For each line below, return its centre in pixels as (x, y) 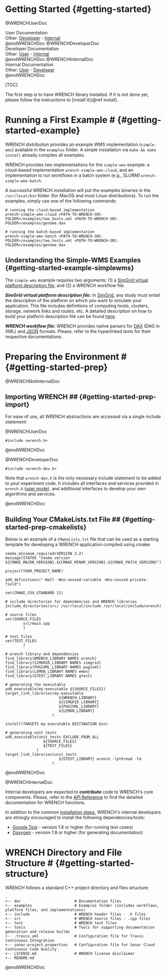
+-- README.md (20, 958)
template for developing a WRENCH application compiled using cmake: (78, 545)
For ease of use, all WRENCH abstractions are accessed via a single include (83, 417)
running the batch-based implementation (52, 232)
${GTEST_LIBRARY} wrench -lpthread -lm (100, 759)
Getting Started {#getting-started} (79, 9)
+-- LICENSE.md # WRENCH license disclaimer (70, 954)
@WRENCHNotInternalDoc (33, 381)
